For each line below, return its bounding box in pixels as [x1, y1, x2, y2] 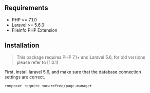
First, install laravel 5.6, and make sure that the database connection [4, 69, 142, 74]
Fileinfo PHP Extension [11, 27, 57, 33]
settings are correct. [4, 74, 45, 80]
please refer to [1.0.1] [16, 59, 59, 65]
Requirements [4, 4, 48, 12]
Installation [4, 41, 39, 50]
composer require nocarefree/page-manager [4, 83, 92, 88]
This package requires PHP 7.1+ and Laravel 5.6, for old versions [16, 54, 146, 60]
